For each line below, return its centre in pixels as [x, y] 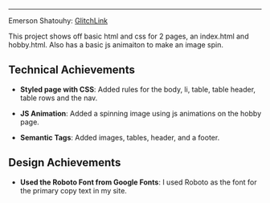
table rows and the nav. [59, 98]
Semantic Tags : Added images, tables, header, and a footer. [120, 137]
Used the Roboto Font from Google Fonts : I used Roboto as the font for [138, 182]
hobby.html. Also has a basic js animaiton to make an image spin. [116, 45]
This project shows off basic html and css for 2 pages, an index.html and [129, 36]
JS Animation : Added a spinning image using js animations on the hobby [141, 113]
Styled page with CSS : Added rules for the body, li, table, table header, [137, 89]
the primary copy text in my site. [73, 190]
